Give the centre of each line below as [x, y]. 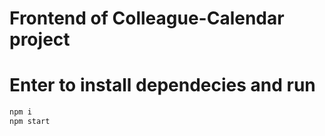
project [40, 39]
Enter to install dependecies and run [162, 85]
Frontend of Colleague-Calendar [147, 18]
